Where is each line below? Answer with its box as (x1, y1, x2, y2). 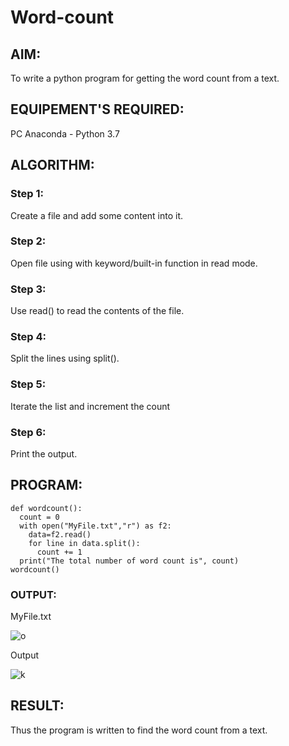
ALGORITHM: (10, 157, 95, 174)
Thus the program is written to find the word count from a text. (10, 724, 268, 736)
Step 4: (10, 330, 47, 344)
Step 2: (10, 234, 47, 248)
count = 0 (19, 512, 60, 522)
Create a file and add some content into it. (10, 209, 184, 221)
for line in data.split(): (28, 538, 141, 548)
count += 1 (36, 547, 83, 557)
